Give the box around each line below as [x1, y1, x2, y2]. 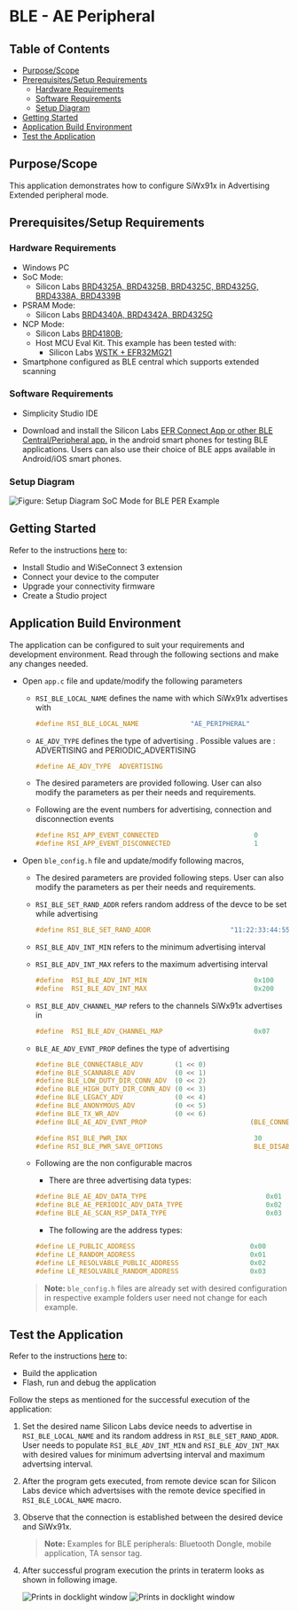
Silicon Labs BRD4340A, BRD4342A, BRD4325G [35, 309, 213, 320]
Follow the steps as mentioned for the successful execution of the [9, 1395, 250, 1405]
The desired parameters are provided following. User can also [35, 778, 262, 788]
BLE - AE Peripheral [9, 6, 155, 27]
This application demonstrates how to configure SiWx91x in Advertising [9, 180, 271, 191]
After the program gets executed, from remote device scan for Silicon [21, 1476, 277, 1487]
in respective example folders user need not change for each [43, 1292, 268, 1302]
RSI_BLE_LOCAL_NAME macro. [21, 1495, 122, 1505]
